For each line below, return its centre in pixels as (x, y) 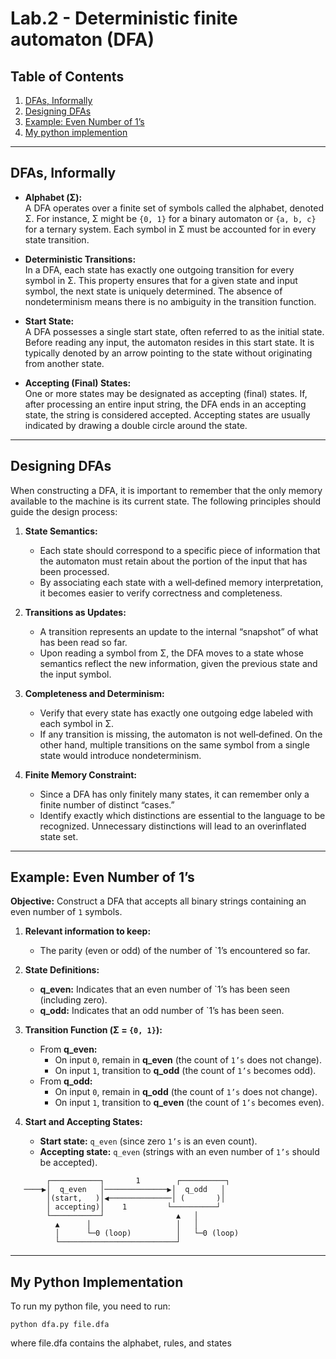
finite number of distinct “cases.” (107, 804)
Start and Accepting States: (83, 1122)
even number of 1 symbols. (66, 912)
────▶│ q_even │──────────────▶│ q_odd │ (124, 1190)
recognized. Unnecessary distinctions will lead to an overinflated (173, 826)
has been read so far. (83, 642)
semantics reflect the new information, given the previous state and (178, 663)
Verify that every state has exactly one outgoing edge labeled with (176, 713)
